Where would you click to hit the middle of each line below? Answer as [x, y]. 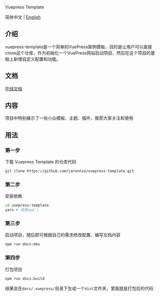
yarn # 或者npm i [22, 210]
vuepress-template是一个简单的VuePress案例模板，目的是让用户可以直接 [79, 46]
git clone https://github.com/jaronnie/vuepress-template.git [70, 171]
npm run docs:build [25, 278]
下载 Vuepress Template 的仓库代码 [41, 162]
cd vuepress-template [27, 205]
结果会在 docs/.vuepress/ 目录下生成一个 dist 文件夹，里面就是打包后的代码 [79, 289]
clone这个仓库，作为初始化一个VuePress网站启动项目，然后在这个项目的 [78, 53]
